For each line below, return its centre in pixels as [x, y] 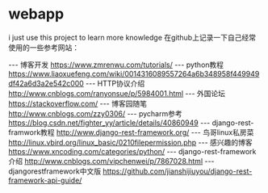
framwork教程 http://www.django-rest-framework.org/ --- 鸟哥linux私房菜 [131, 132]
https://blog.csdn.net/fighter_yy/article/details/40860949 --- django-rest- [131, 123]
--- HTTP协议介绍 [115, 83]
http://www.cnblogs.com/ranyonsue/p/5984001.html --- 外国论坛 [117, 93]
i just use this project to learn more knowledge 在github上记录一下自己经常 [132, 37]
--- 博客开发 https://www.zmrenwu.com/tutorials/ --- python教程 [116, 65]
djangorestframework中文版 [55, 171]
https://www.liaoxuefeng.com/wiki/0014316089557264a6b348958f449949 [134, 73]
